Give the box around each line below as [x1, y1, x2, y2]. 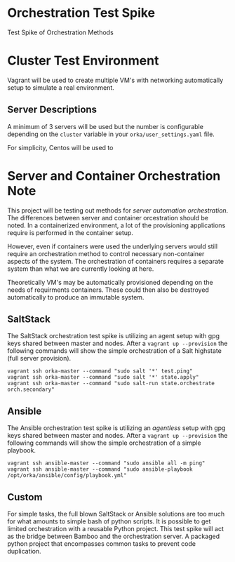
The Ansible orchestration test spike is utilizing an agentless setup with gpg [7, 424, 226, 432]
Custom [7, 491, 43, 503]
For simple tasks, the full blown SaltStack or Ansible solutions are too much [7, 510, 225, 518]
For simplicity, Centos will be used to [7, 143, 114, 152]
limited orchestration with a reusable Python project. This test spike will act [7, 525, 224, 533]
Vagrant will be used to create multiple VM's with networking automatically [7, 76, 224, 84]
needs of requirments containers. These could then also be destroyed [7, 286, 209, 294]
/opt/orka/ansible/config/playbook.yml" [7, 472, 128, 479]
